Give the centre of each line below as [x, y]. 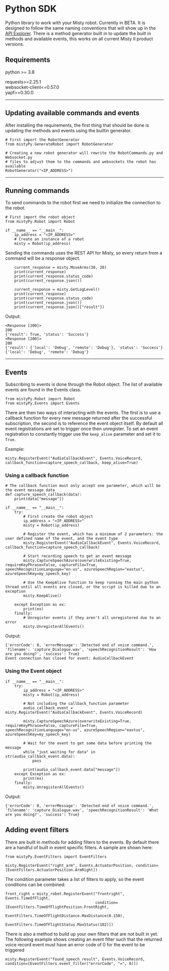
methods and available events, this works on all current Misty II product [79, 39]
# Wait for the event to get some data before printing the [88, 743]
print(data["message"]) [39, 499]
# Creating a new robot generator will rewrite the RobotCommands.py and [84, 153]
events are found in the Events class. [43, 390]
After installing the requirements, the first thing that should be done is [77, 125]
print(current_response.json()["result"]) [59, 307]
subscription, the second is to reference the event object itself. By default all [84, 424]
